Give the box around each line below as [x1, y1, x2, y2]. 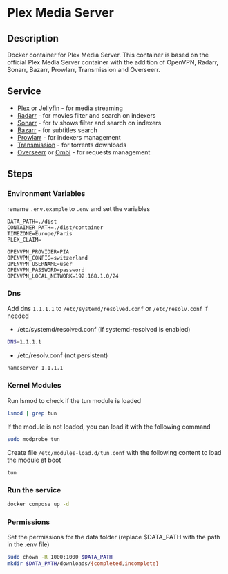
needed [7, 312, 29, 320]
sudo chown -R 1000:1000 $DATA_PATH [7, 554, 113, 561]
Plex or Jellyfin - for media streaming [17, 104, 123, 112]
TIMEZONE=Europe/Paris [7, 230, 73, 237]
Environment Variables [7, 189, 86, 199]
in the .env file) [7, 540, 50, 548]
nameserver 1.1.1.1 [7, 364, 64, 371]
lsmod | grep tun [7, 410, 57, 417]
